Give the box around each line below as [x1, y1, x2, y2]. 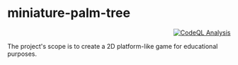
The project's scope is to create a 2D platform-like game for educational [7, 42, 218, 50]
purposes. [7, 49, 38, 58]
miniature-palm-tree [7, 5, 131, 21]
